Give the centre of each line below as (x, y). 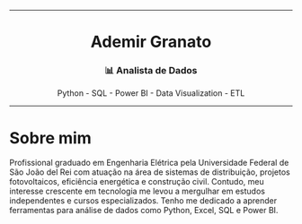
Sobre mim (50, 138)
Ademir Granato (151, 42)
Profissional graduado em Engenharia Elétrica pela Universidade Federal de (149, 163)
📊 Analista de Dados (151, 71)
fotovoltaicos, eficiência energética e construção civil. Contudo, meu (137, 182)
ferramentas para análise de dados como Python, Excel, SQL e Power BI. (144, 211)
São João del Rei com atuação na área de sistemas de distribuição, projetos (150, 172)
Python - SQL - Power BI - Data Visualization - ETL (151, 93)
